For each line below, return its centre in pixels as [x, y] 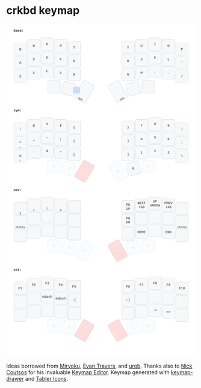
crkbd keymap [43, 11]
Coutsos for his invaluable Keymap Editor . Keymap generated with [88, 372]
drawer [15, 378]
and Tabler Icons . [47, 378]
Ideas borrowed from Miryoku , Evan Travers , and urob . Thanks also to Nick [99, 366]
